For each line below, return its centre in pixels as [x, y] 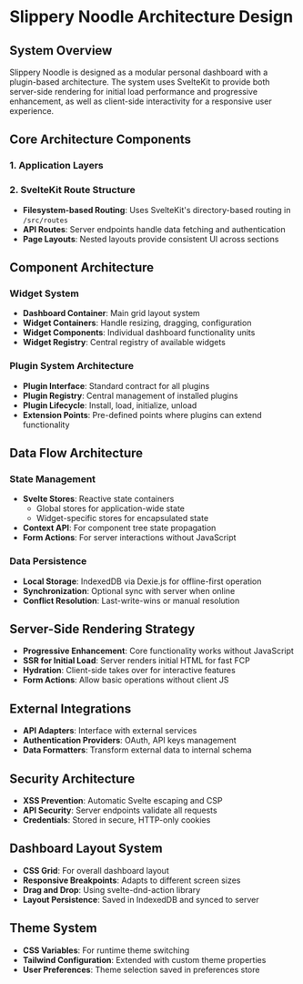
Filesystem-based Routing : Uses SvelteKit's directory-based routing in [157, 210]
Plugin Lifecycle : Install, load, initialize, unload [110, 405]
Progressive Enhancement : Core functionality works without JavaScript [158, 651]
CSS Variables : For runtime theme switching [106, 950]
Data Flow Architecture [76, 453]
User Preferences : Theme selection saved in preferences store [141, 969]
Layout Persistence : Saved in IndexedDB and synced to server [141, 899]
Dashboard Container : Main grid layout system [111, 313]
